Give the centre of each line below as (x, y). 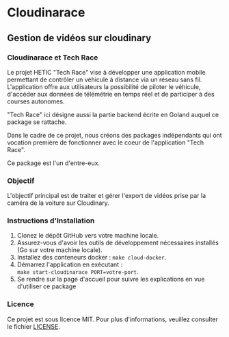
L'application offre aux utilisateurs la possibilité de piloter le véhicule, (104, 86)
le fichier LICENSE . (33, 326)
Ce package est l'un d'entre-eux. (54, 163)
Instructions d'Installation (51, 221)
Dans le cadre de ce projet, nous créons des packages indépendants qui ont (114, 135)
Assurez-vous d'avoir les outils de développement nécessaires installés (118, 243)
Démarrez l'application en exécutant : (70, 264)
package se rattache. (37, 122)
